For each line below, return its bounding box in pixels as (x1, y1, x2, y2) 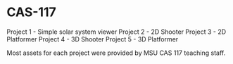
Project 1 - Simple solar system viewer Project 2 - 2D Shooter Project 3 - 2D (6, 27, 227, 36)
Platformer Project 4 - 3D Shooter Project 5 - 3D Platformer (6, 34, 179, 43)
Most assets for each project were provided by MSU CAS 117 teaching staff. (6, 49, 226, 57)
